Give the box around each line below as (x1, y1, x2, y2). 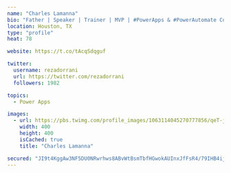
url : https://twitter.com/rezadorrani (13, 73, 125, 80)
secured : (7, 155, 32, 162)
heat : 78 (7, 36, 32, 43)
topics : (7, 92, 30, 99)
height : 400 (19, 130, 54, 137)
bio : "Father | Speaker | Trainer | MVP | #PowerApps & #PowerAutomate (7, 16, 217, 23)
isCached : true (19, 136, 63, 143)
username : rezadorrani (13, 67, 78, 73)
